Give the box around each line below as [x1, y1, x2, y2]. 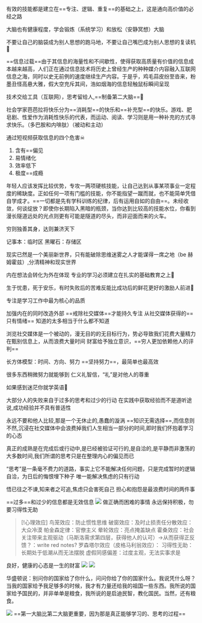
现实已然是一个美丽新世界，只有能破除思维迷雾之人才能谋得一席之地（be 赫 [6, 251, 194, 258]
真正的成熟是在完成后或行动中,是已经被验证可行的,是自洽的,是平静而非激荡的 [6, 445, 195, 452]
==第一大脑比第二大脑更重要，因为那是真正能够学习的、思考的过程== [13, 610, 186, 617]
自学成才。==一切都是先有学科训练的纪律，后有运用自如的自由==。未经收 [6, 197, 189, 204]
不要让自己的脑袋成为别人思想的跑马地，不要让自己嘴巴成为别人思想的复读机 [6, 39, 196, 45]
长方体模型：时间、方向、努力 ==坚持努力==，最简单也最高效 [6, 358, 159, 365]
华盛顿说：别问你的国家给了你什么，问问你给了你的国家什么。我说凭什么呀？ [6, 575, 196, 581]
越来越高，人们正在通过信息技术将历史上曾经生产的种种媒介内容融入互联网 [11, 65, 196, 72]
